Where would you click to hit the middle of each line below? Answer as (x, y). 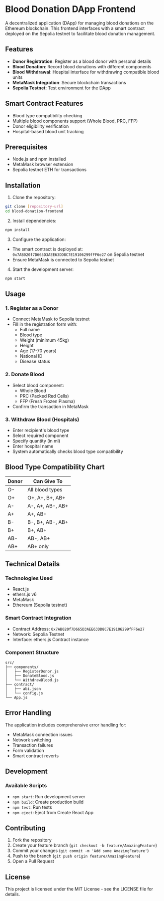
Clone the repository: (34, 198)
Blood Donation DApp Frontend (70, 9)
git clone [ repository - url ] (34, 207)
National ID (31, 356)
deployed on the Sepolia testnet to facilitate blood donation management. (80, 33)
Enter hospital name (33, 446)
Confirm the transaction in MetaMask (50, 406)
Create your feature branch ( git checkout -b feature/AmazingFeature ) (85, 845)
